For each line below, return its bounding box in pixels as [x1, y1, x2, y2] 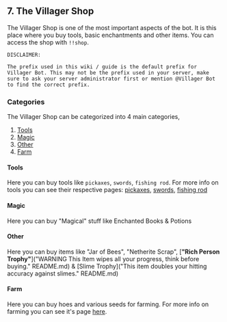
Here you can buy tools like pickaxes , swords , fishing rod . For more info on [7, 178, 219, 187]
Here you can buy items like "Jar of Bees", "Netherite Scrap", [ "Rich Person [7, 247, 220, 256]
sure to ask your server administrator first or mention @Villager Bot [7, 75, 215, 82]
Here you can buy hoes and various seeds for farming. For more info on [7, 300, 209, 308]
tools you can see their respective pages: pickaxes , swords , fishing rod [7, 186, 208, 194]
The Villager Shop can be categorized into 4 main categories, [7, 113, 180, 121]
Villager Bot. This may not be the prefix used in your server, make [7, 69, 210, 76]
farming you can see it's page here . [7, 307, 107, 315]
